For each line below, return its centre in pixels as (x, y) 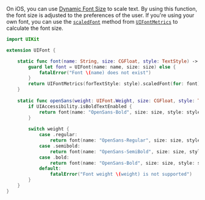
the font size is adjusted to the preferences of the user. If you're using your (100, 15)
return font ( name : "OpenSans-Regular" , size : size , (117, 140)
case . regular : (58, 135)
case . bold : (54, 157)
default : (50, 169)
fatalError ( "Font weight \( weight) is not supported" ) (121, 174)
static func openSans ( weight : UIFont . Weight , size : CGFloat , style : (106, 101)
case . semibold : (59, 146)
